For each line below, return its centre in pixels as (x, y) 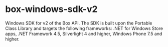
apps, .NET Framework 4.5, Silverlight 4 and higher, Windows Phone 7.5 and (84, 33)
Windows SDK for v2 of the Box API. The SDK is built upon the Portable (79, 23)
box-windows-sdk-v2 (51, 9)
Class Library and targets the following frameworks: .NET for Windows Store (84, 28)
